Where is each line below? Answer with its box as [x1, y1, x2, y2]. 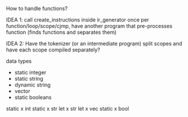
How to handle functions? [6, 5, 68, 12]
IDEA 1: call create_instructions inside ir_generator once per [6, 16, 149, 23]
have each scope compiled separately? [6, 46, 100, 53]
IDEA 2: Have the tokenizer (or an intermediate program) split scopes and [6, 40, 183, 47]
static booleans [14, 94, 52, 101]
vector [14, 88, 30, 94]
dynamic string [14, 81, 51, 88]
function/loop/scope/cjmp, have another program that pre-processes [6, 23, 173, 29]
